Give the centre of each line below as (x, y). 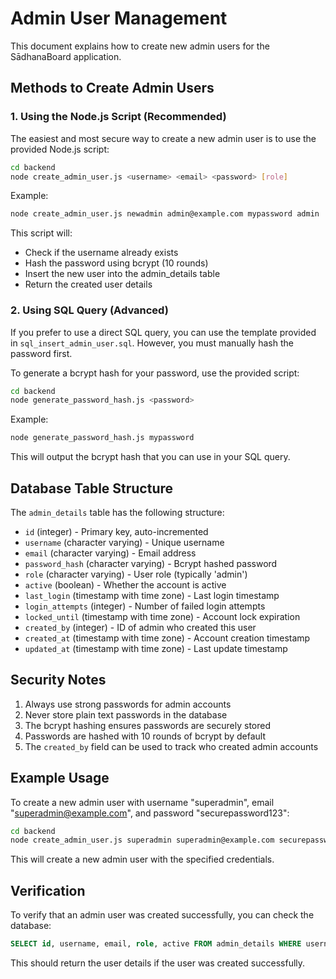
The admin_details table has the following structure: (117, 512)
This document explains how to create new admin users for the (140, 46)
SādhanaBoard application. (66, 56)
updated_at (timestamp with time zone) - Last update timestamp (156, 648)
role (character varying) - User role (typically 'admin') (136, 574)
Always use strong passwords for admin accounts (128, 704)
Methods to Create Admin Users (112, 88)
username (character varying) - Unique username (124, 542)
